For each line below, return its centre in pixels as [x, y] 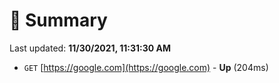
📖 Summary [58, 20]
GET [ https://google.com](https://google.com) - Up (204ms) [146, 67]
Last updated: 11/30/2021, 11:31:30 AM [90, 48]
